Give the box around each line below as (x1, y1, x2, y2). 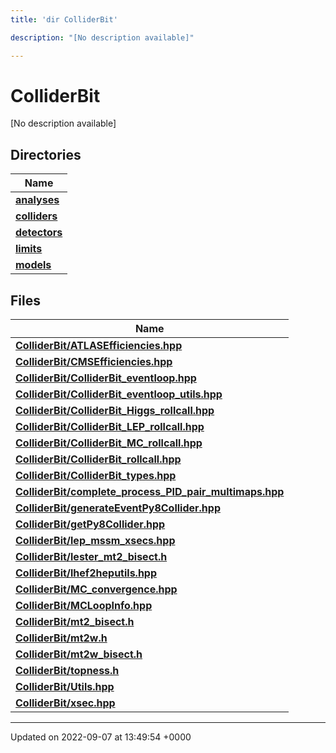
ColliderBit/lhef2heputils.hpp (15, 566, 158, 580)
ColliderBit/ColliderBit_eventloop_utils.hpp (15, 387, 223, 401)
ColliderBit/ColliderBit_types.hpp (15, 469, 177, 483)
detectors (15, 226, 63, 240)
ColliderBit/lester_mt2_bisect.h (15, 550, 168, 564)
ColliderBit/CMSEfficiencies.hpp (15, 355, 173, 369)
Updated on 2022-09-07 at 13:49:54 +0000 (10, 731, 192, 743)
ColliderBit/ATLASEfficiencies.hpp (15, 339, 183, 353)
